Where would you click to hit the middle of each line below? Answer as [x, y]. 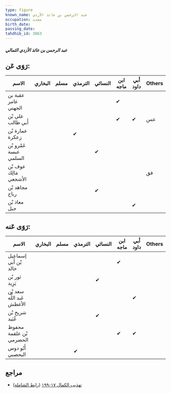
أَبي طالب [18, 123]
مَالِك [13, 173]
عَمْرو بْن [17, 146]
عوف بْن [17, 166]
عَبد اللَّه [16, 298]
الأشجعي [17, 179]
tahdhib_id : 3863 [24, 34]
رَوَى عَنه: [18, 226]
